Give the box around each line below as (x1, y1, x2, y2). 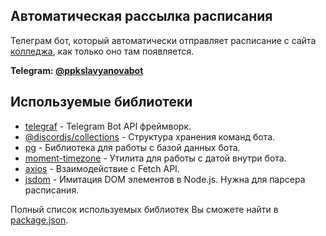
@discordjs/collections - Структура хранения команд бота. (24, 130, 276, 143)
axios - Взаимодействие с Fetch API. (24, 162, 180, 174)
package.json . (10, 214, 69, 226)
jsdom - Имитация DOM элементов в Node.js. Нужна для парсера (24, 173, 306, 185)
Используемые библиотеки (10, 94, 193, 111)
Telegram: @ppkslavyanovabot (10, 64, 144, 76)
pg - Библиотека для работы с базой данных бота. (24, 141, 241, 153)
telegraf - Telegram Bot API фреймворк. (24, 120, 192, 132)
